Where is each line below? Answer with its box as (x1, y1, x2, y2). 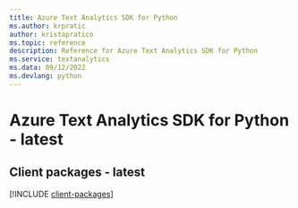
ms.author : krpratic (9, 22, 87, 30)
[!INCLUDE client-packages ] (9, 188, 114, 199)
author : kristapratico (9, 30, 94, 39)
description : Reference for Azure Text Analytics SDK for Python (9, 47, 258, 56)
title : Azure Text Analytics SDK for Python (9, 13, 178, 22)
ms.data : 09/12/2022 (9, 64, 87, 73)
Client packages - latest (9, 165, 146, 180)
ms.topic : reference (9, 38, 87, 48)
